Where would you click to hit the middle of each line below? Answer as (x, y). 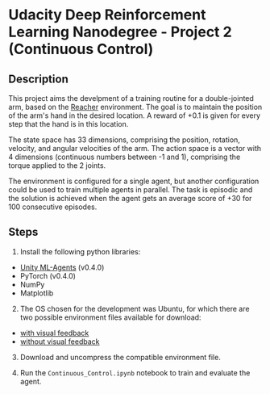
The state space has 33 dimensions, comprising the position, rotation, (124, 140)
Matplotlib (37, 293)
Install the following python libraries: (80, 251)
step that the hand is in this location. (69, 124)
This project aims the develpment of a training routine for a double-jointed (131, 98)
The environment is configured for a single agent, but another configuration (134, 181)
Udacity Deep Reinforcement (107, 15)
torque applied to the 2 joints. (57, 166)
